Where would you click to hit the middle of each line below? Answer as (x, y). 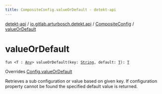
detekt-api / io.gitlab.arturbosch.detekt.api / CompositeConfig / (70, 24)
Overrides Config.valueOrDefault (39, 71)
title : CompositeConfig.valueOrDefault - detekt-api (61, 10)
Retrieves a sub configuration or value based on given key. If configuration (81, 81)
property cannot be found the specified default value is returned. (71, 86)
